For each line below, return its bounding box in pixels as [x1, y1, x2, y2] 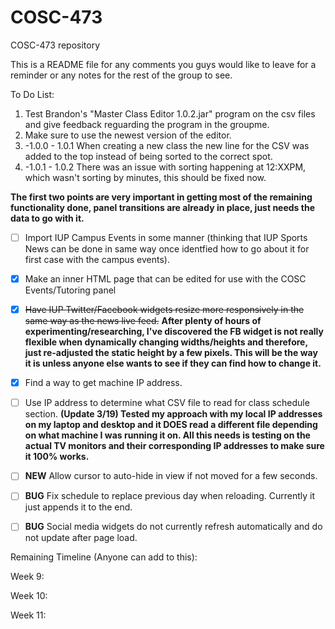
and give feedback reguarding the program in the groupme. [24, 118, 270, 130]
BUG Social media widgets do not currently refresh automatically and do [24, 521, 323, 533]
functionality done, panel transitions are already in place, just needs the [10, 201, 315, 213]
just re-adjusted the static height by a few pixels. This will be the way [24, 347, 318, 359]
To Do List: [10, 88, 55, 100]
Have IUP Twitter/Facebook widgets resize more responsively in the [24, 304, 305, 316]
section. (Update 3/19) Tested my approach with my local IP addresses [24, 408, 323, 420]
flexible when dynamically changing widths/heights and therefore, [24, 336, 308, 348]
